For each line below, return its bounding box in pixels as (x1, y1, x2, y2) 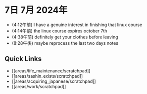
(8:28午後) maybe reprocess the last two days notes (11, 40, 118, 46)
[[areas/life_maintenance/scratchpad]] (11, 67, 91, 74)
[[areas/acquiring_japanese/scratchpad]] (11, 78, 96, 84)
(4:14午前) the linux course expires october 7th (11, 28, 107, 33)
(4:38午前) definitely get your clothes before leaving (11, 34, 118, 40)
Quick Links (4, 55, 42, 63)
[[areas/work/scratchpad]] (11, 83, 66, 89)
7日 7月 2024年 (4, 4, 68, 16)
